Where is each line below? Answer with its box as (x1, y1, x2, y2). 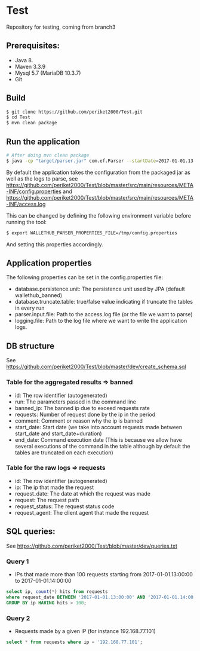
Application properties (6, 258, 93, 268)
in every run (14, 304, 45, 311)
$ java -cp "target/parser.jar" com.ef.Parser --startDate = (6, 158, 159, 164)
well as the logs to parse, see (6, 175, 78, 182)
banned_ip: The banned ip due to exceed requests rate (14, 404, 150, 411)
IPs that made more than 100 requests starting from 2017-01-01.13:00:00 (14, 570, 193, 577)
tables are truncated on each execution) (14, 449, 113, 456)
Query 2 (6, 614, 30, 622)
